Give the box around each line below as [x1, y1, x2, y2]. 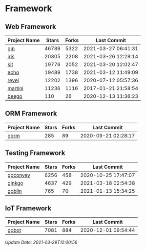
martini [7, 85, 23, 91]
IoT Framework [5, 204, 52, 213]
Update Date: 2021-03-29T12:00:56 [5, 239, 78, 245]
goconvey [7, 172, 31, 179]
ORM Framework [5, 110, 57, 118]
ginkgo [7, 180, 23, 186]
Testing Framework [5, 149, 65, 157]
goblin [7, 187, 22, 194]
